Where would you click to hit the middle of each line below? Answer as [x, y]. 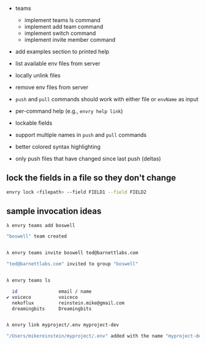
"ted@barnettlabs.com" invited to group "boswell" [72, 264]
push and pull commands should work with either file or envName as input [107, 99]
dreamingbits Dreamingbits [52, 309]
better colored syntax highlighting [58, 147]
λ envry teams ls [29, 281]
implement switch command [60, 33]
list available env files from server [58, 64]
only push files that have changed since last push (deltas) [88, 159]
